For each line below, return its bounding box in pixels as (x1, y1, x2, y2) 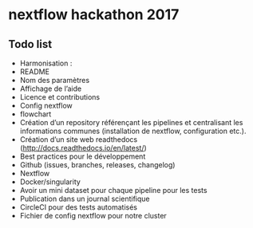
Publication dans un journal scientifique (19, 194, 150, 203)
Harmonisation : (19, 58, 73, 68)
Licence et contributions (19, 92, 101, 101)
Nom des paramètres (19, 76, 90, 85)
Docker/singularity (19, 177, 81, 187)
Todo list (8, 37, 53, 51)
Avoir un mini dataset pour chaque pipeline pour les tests (19, 186, 208, 195)
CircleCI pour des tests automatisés (19, 202, 138, 212)
